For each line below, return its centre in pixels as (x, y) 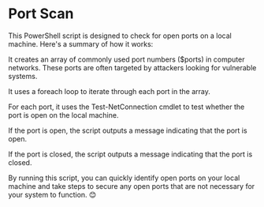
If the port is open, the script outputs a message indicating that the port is (128, 130)
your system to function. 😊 (52, 194)
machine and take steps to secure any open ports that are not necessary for (132, 186)
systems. (23, 76)
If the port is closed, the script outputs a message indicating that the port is (130, 154)
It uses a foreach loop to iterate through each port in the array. (109, 91)
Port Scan (41, 14)
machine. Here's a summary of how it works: (81, 43)
